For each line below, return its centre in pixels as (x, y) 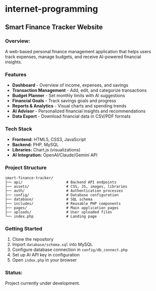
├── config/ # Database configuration (62, 195)
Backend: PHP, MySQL (35, 145)
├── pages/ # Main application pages (62, 208)
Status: (14, 272)
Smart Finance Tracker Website (54, 27)
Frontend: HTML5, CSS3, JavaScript (49, 140)
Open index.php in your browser (44, 260)
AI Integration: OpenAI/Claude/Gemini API (55, 155)
